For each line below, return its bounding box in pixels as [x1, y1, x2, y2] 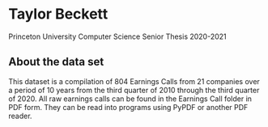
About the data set [8, 55, 104, 69]
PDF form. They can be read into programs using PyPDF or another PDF [8, 102, 249, 112]
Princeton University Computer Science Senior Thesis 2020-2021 [8, 32, 227, 41]
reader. [8, 111, 32, 121]
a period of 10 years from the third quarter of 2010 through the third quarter [8, 85, 260, 95]
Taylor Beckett [8, 5, 108, 23]
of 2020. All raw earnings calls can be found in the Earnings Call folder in [8, 94, 253, 104]
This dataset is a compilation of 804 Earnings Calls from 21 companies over [8, 76, 261, 86]
